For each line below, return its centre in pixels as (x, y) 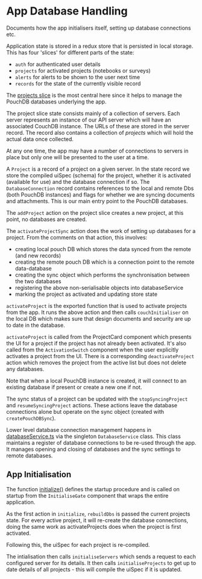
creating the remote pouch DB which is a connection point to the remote (105, 262)
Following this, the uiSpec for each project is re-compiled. (78, 545)
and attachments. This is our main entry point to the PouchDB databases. (97, 201)
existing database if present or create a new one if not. (74, 387)
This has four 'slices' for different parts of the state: (70, 52)
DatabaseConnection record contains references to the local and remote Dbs (100, 188)
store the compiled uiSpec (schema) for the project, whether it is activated (99, 175)
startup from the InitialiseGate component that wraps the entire (87, 496)
